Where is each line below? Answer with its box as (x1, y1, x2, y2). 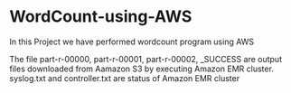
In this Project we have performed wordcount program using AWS (9, 36, 255, 47)
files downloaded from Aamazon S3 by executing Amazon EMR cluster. (9, 63, 274, 74)
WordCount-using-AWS (9, 6, 192, 27)
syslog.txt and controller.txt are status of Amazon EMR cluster (9, 72, 240, 83)
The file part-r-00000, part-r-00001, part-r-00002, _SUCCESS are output (9, 53, 283, 64)
